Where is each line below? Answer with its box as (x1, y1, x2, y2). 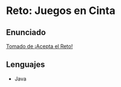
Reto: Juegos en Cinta (6, 4, 116, 18)
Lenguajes (6, 60, 45, 69)
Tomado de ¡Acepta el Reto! (6, 43, 73, 50)
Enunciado (6, 27, 46, 37)
